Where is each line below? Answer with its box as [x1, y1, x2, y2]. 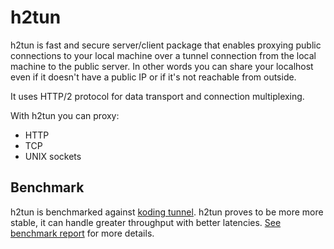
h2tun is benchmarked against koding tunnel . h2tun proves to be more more [10, 206, 324, 218]
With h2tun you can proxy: [10, 109, 120, 121]
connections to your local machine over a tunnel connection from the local [10, 49, 317, 61]
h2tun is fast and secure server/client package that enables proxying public [10, 39, 322, 51]
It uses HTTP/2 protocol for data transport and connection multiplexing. [10, 90, 305, 102]
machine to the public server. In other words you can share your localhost [10, 60, 314, 72]
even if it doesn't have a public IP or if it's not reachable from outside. [10, 71, 297, 83]
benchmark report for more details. [10, 227, 155, 239]
